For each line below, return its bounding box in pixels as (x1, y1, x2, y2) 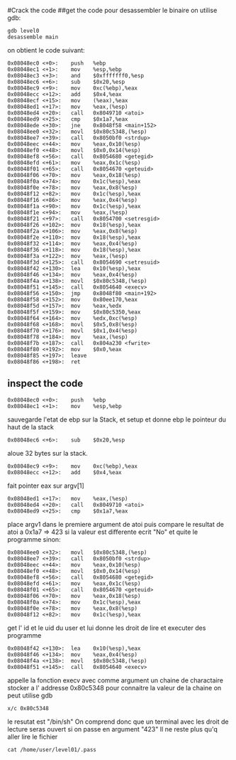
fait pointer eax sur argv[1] (7, 481, 85, 490)
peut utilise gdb (7, 691, 53, 700)
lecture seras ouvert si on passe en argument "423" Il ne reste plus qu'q (7, 724, 218, 733)
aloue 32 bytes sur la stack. (7, 449, 89, 457)
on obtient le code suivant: (7, 46, 85, 54)
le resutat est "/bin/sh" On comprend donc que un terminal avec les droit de (7, 717, 229, 726)
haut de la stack (7, 422, 55, 431)
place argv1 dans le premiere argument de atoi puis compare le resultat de (7, 520, 225, 528)
